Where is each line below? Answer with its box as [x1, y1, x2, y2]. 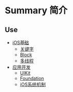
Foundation [20, 75, 44, 81]
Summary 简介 [5, 5, 68, 16]
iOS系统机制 [20, 81, 46, 87]
